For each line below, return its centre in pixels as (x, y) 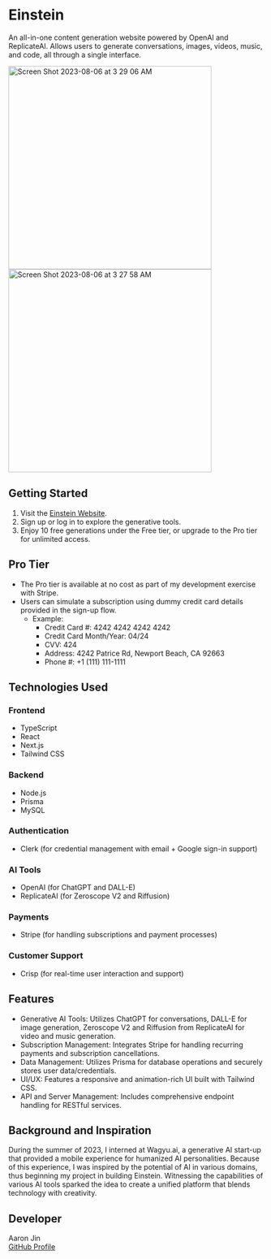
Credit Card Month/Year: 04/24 (97, 636)
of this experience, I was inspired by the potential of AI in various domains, (133, 1167)
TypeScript (39, 728)
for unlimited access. (55, 539)
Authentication (39, 831)
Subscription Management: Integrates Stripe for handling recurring (131, 1045)
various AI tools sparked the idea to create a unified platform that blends (129, 1184)
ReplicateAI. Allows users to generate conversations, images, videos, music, (135, 45)
